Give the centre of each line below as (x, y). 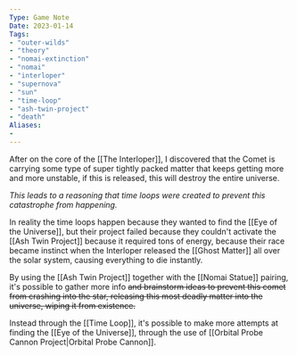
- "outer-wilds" (39, 42)
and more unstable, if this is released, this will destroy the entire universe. (144, 178)
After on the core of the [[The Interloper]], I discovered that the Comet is (142, 159)
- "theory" (29, 51)
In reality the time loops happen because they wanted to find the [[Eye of (144, 222)
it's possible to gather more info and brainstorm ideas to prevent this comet (148, 286)
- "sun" (24, 92)
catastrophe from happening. (63, 204)
